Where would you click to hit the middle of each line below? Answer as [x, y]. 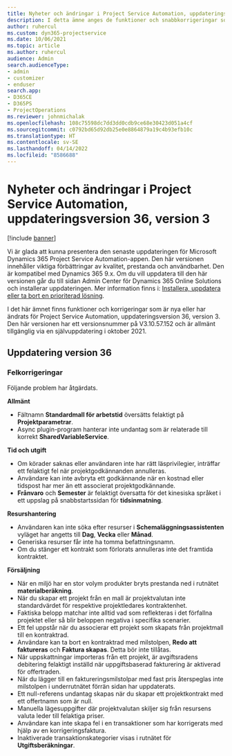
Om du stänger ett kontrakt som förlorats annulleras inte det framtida [115, 549]
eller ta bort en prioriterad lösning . [56, 296]
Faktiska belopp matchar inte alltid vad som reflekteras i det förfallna [115, 613]
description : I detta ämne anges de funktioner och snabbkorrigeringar [112, 20]
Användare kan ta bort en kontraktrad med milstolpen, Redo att [107, 642]
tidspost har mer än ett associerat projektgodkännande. [96, 485]
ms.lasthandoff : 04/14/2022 [48, 149]
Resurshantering [32, 514]
